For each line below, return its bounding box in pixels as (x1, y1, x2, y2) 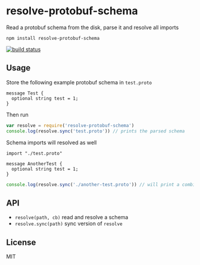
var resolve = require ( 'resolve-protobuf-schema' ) (6, 122, 135, 128)
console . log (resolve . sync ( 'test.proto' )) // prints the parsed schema (6, 128, 185, 134)
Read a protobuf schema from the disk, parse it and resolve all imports (6, 24, 179, 31)
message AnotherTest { (6, 160, 62, 167)
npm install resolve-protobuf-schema (6, 35, 100, 41)
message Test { (6, 90, 44, 96)
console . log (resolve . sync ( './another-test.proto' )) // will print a (6, 181, 180, 188)
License (6, 237, 36, 247)
